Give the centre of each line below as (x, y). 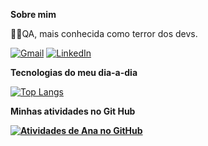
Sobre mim (33, 14)
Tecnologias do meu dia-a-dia (74, 72)
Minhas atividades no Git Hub (73, 111)
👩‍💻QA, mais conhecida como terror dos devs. (104, 33)
